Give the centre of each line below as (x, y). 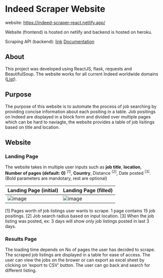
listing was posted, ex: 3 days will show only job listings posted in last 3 (77, 221)
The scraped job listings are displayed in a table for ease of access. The (78, 255)
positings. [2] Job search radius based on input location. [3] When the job (80, 216)
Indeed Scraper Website (55, 9)
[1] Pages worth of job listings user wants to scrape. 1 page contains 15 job (80, 210)
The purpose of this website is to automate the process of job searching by (81, 106)
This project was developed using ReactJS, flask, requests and (69, 69)
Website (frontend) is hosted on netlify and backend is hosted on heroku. (79, 32)
